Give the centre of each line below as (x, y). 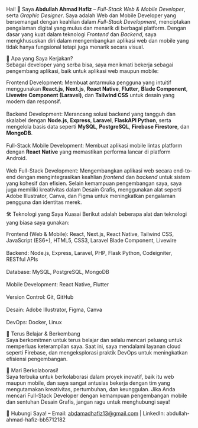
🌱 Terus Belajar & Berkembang (43, 334)
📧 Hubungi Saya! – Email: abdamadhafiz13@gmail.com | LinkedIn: (86, 413)
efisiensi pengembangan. (37, 359)
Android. (17, 158)
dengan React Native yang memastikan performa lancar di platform (88, 152)
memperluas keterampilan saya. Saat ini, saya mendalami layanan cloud (93, 346)
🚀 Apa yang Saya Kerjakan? (40, 58)
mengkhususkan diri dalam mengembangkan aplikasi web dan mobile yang (98, 41)
